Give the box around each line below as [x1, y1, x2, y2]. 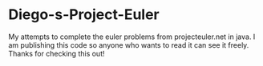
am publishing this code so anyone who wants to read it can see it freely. [8, 40, 249, 49]
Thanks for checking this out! [8, 49, 105, 58]
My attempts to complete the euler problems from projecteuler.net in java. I [8, 32, 256, 41]
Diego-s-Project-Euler [8, 6, 160, 24]
